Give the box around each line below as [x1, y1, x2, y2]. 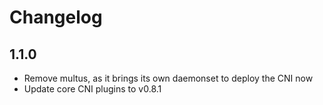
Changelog [9, 6, 103, 29]
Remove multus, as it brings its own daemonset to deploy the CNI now [23, 72, 314, 84]
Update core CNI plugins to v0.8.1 [23, 83, 162, 95]
